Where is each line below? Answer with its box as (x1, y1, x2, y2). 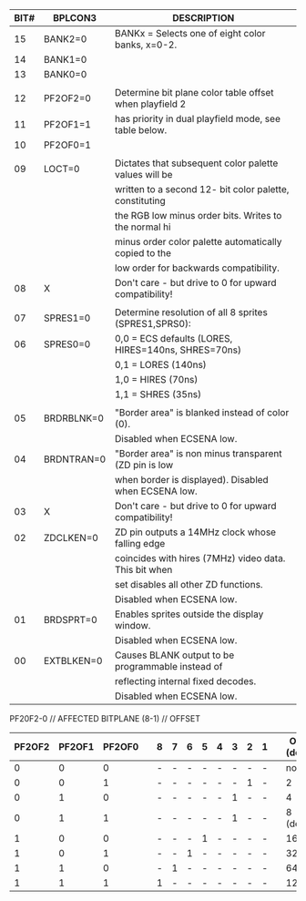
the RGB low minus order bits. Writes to (114, 210, 282, 221)
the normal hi (114, 220, 171, 233)
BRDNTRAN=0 (44, 453, 107, 466)
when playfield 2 (114, 97, 187, 110)
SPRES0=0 (44, 338, 91, 350)
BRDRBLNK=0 (44, 412, 105, 425)
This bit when (114, 564, 173, 576)
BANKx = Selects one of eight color (114, 27, 266, 39)
